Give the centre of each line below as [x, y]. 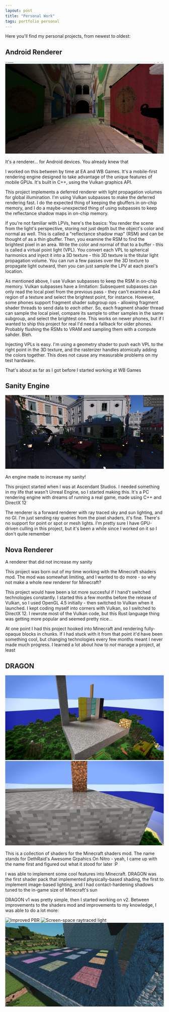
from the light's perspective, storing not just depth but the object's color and [84, 228]
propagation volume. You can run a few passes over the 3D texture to [77, 260]
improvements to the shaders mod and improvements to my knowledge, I [81, 905]
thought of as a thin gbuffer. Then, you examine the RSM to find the [75, 239]
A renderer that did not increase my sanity [49, 562]
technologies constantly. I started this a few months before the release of [81, 597]
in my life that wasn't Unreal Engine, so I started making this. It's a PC [77, 492]
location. [14, 271]
